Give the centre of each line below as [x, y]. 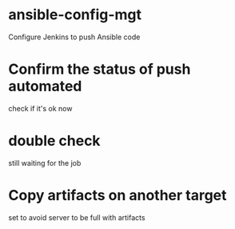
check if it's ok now [40, 108]
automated [45, 86]
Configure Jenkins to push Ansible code [74, 37]
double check [55, 141]
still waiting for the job [45, 163]
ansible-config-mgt [75, 15]
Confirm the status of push [100, 69]
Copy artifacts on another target [117, 195]
